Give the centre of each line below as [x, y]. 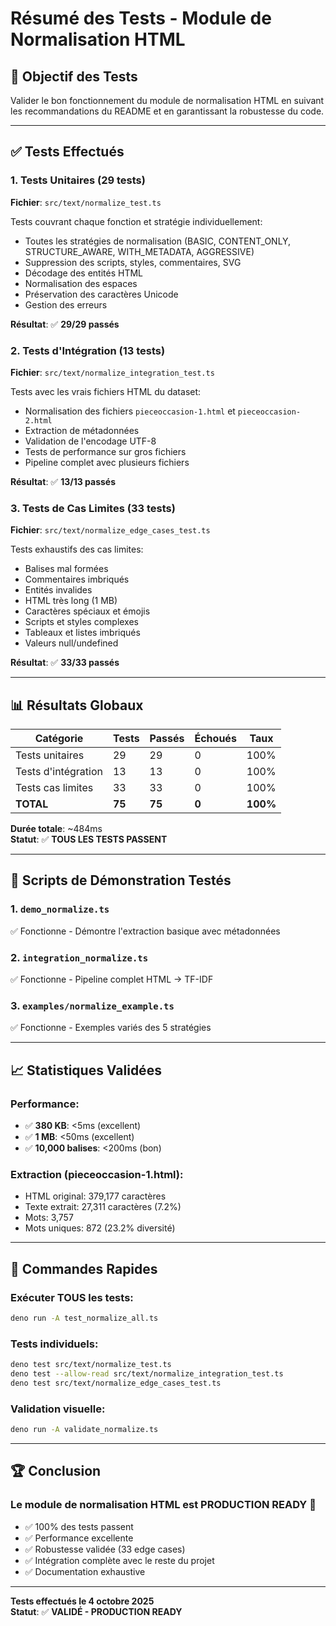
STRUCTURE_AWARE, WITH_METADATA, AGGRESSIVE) [139, 251]
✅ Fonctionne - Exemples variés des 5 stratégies [111, 1028]
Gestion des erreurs [66, 304]
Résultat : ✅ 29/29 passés [65, 324]
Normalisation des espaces [81, 283]
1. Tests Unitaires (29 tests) [78, 180]
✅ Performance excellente [79, 1538]
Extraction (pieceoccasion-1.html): [97, 1174]
